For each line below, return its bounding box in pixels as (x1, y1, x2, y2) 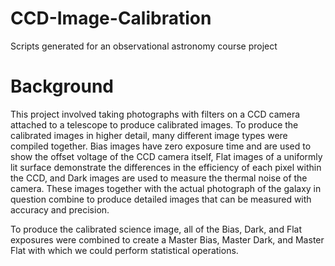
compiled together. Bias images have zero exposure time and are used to (10, 140, 312, 152)
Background (10, 75, 114, 98)
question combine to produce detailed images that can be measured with (10, 193, 312, 205)
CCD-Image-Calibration (10, 7, 212, 30)
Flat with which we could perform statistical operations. (10, 244, 239, 256)
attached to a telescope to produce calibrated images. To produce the (10, 118, 299, 131)
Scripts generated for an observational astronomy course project (10, 40, 278, 52)
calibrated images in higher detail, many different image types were (10, 129, 288, 141)
